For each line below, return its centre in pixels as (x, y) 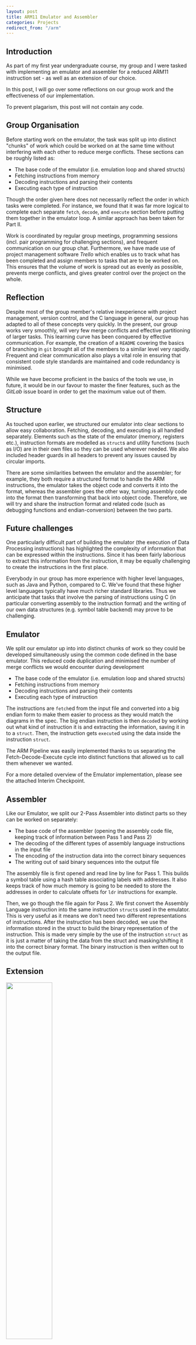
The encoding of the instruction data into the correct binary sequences (100, 856)
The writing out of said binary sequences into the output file (87, 862)
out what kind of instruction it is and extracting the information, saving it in (96, 727)
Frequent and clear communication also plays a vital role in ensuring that (94, 355)
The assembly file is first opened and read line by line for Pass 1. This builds (97, 873)
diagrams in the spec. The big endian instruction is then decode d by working (97, 721)
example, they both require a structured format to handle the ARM (85, 479)
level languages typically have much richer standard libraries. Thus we (91, 591)
